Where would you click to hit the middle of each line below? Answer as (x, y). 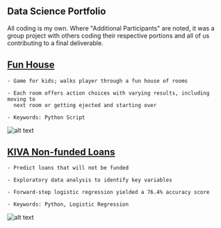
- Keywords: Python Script (46, 117)
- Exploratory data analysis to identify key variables (90, 180)
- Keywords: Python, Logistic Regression (68, 204)
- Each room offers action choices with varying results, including (108, 93)
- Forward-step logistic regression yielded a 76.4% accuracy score (108, 193)
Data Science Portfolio (57, 11)
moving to (22, 99)
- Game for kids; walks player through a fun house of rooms (98, 81)
